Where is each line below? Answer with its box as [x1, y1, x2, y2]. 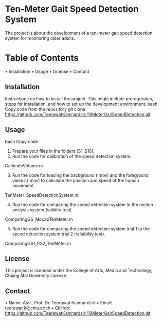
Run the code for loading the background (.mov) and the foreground [12, 172, 149, 178]
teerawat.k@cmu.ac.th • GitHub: [5, 305, 71, 311]
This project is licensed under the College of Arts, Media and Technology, [5, 268, 153, 274]
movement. [12, 183, 35, 188]
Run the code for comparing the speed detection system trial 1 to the [12, 226, 150, 231]
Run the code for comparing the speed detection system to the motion [12, 202, 153, 207]
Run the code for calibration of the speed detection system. [12, 153, 132, 159]
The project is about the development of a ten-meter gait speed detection [5, 30, 153, 36]
